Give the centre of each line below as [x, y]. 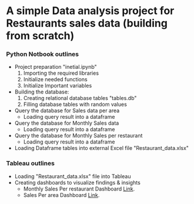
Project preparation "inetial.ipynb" [56, 67]
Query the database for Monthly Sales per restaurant [78, 136]
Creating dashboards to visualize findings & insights [78, 182]
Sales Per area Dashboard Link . [61, 195]
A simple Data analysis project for [90, 11]
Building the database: [42, 92]
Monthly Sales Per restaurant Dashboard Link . [79, 189]
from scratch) [40, 36]
